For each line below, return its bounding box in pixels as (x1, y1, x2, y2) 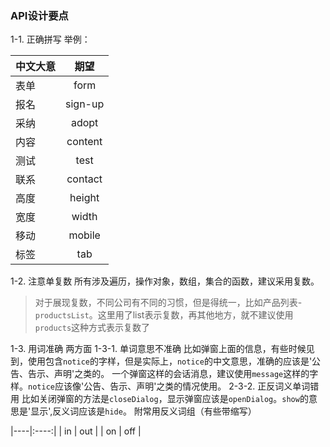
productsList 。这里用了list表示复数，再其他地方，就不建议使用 (34, 309, 294, 321)
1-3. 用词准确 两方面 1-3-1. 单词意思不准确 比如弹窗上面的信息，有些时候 (10, 343, 307, 355)
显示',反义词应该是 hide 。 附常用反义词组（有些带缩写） (30, 405, 257, 417)
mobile (68, 228, 101, 242)
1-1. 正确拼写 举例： (10, 33, 91, 46)
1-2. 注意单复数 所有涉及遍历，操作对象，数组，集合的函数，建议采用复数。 (10, 275, 320, 287)
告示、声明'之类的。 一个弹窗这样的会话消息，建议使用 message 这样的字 (27, 368, 319, 380)
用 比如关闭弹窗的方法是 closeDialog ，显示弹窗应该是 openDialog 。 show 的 (10, 393, 309, 405)
